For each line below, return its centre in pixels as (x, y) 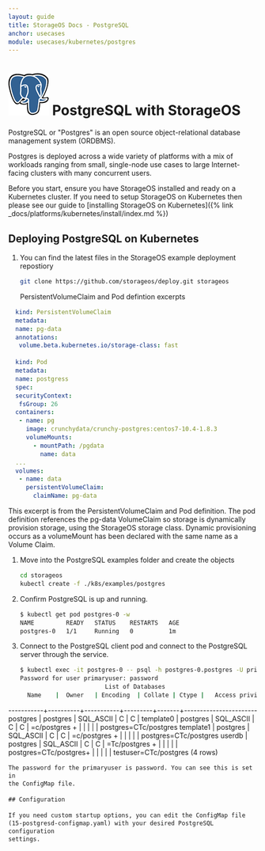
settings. (25, 839)
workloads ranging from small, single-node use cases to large (109, 165)
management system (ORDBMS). (62, 141)
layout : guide (32, 17)
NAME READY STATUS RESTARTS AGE (99, 623)
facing (19, 173)
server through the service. (64, 655)
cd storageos (41, 576)
